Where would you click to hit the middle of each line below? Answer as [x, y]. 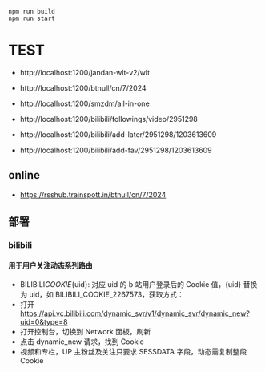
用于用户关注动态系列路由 [50, 265]
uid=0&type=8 [44, 322]
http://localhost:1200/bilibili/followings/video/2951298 [109, 119]
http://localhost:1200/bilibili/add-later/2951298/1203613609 [118, 134]
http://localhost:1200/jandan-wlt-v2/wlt [85, 72]
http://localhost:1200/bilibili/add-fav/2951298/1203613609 [116, 150]
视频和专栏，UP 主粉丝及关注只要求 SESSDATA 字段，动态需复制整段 [133, 352]
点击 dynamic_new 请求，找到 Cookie [82, 342]
